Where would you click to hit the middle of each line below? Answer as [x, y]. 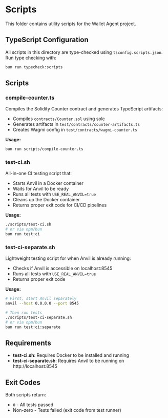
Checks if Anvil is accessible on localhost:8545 [62, 269]
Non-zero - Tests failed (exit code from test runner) [67, 410]
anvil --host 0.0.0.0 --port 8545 [42, 303]
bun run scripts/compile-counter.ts [44, 149]
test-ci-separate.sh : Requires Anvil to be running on [68, 361]
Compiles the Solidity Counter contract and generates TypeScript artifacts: [84, 109]
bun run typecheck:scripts [34, 67]
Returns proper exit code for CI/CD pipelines [60, 205]
